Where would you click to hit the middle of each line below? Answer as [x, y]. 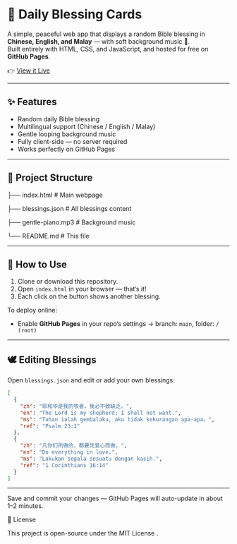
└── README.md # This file [48, 236]
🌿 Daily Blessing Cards [75, 14]
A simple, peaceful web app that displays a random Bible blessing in [107, 34]
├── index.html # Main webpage [55, 195]
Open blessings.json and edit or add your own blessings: [91, 380]
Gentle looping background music [67, 134]
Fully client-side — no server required [72, 141]
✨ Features [32, 102]
